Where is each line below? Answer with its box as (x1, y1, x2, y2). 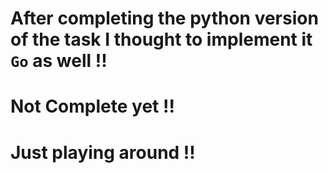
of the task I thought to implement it (10, 28, 313, 51)
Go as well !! (10, 50, 108, 72)
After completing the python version (10, 7, 319, 30)
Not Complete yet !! (10, 95, 175, 118)
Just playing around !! (10, 141, 196, 164)
